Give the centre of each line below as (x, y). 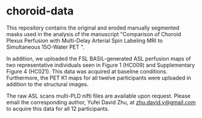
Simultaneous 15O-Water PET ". (45, 47)
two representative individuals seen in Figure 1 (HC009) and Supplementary (101, 65)
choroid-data (40, 11)
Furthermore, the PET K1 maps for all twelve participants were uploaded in (99, 78)
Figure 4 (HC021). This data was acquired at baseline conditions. (87, 71)
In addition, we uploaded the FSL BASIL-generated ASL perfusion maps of (99, 58)
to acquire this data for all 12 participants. (58, 108)
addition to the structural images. (47, 84)
